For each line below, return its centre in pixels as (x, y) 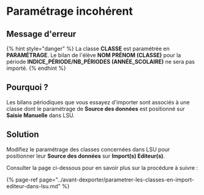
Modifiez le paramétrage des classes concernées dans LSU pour (88, 149)
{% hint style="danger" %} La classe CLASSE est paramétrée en (88, 48)
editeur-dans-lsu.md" (34, 186)
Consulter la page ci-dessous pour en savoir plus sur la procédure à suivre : (102, 167)
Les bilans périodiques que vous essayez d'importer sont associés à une (98, 102)
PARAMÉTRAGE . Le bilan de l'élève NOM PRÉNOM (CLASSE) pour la (94, 55)
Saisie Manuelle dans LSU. (41, 115)
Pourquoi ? (28, 87)
